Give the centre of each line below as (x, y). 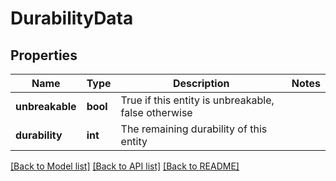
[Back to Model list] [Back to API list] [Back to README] (125, 166)
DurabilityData (72, 18)
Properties (44, 55)
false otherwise (156, 112)
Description (201, 83)
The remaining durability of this (194, 129)
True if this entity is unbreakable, (197, 100)
